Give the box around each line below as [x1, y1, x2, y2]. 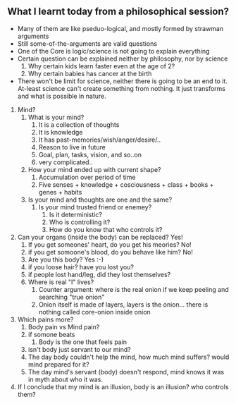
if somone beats [27, 330, 75, 338]
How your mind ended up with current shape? [27, 165, 161, 173]
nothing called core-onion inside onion [38, 307, 151, 316]
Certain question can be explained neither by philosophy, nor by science [17, 54, 228, 63]
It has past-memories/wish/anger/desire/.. [38, 135, 161, 144]
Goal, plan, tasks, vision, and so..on [38, 150, 142, 159]
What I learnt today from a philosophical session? [7, 6, 230, 18]
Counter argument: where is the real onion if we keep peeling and [38, 285, 229, 293]
